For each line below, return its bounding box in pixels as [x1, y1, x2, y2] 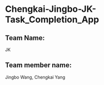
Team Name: [5, 34, 45, 42]
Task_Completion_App [5, 14, 100, 25]
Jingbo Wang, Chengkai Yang [5, 74, 66, 80]
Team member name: [5, 61, 72, 70]
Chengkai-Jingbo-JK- [5, 3, 97, 15]
